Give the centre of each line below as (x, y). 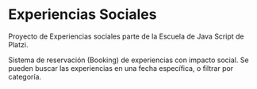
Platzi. (18, 44)
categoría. (25, 76)
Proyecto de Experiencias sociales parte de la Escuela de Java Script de (126, 36)
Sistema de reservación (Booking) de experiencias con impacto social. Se (128, 60)
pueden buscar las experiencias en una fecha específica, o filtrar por (121, 68)
